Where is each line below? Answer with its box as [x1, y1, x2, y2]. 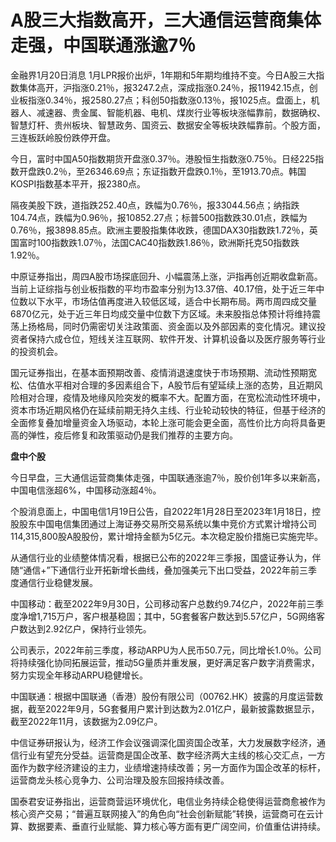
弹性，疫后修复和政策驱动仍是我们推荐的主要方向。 [27, 429, 238, 441]
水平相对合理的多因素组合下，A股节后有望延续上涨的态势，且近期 [44, 379, 315, 391]
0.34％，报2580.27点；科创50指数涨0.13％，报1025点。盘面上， [44, 94, 312, 106]
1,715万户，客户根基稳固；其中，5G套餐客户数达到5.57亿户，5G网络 [36, 610, 317, 622]
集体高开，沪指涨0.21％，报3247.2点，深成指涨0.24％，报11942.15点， [18, 81, 310, 93]
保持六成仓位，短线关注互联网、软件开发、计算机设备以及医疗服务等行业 [27, 332, 326, 345]
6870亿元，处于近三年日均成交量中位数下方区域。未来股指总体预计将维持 [10, 307, 312, 320]
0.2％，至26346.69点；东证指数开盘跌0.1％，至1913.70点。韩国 [44, 165, 307, 177]
